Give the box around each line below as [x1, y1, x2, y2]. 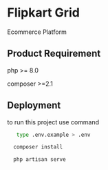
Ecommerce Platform [7, 28, 67, 36]
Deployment [7, 100, 61, 111]
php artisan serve [13, 156, 67, 163]
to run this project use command [7, 117, 100, 126]
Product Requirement [7, 48, 101, 59]
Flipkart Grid [7, 5, 80, 21]
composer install [13, 144, 63, 151]
